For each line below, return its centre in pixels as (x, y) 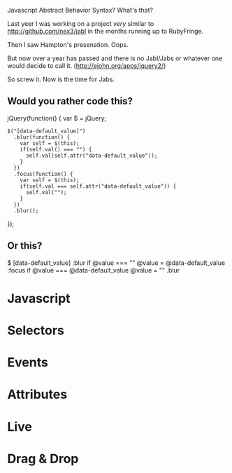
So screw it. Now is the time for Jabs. (61, 79)
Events (28, 363)
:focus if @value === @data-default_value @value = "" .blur (94, 270)
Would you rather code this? (70, 101)
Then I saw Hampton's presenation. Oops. (68, 44)
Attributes (37, 395)
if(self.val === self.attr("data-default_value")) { (98, 186)
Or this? (25, 246)
